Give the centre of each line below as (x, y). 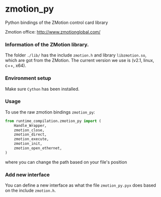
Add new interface (28, 175)
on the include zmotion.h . (30, 191)
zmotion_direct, (30, 135)
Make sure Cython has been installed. (42, 89)
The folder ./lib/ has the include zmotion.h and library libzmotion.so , (76, 55)
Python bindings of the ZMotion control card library (57, 22)
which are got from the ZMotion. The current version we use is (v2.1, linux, (80, 60)
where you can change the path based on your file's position (66, 162)
